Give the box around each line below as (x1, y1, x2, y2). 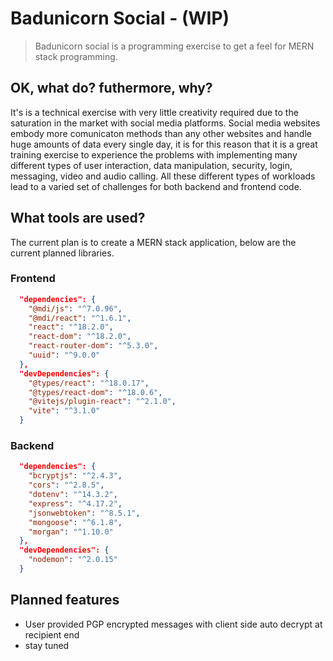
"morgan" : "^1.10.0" (28, 527, 114, 537)
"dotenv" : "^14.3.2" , (28, 490, 118, 500)
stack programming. (34, 50, 118, 62)
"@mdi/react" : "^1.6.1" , (28, 313, 132, 323)
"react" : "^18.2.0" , (28, 322, 114, 332)
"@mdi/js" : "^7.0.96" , (28, 303, 123, 314)
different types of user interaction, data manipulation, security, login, (10, 159, 293, 171)
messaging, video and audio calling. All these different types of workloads (10, 170, 316, 182)
